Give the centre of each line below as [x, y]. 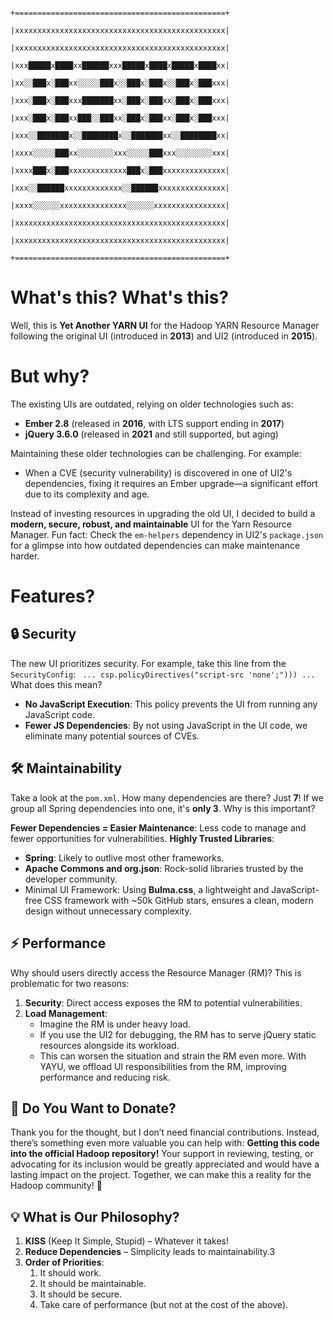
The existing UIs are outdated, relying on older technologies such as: [152, 404]
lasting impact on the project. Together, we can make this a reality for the [161, 1175]
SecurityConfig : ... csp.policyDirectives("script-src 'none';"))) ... [163, 674]
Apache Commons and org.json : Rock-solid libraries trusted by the [164, 868]
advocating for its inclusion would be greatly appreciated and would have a [165, 1164]
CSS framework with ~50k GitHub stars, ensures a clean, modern [179, 900]
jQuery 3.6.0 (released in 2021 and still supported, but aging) [151, 434]
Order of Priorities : [64, 1262]
